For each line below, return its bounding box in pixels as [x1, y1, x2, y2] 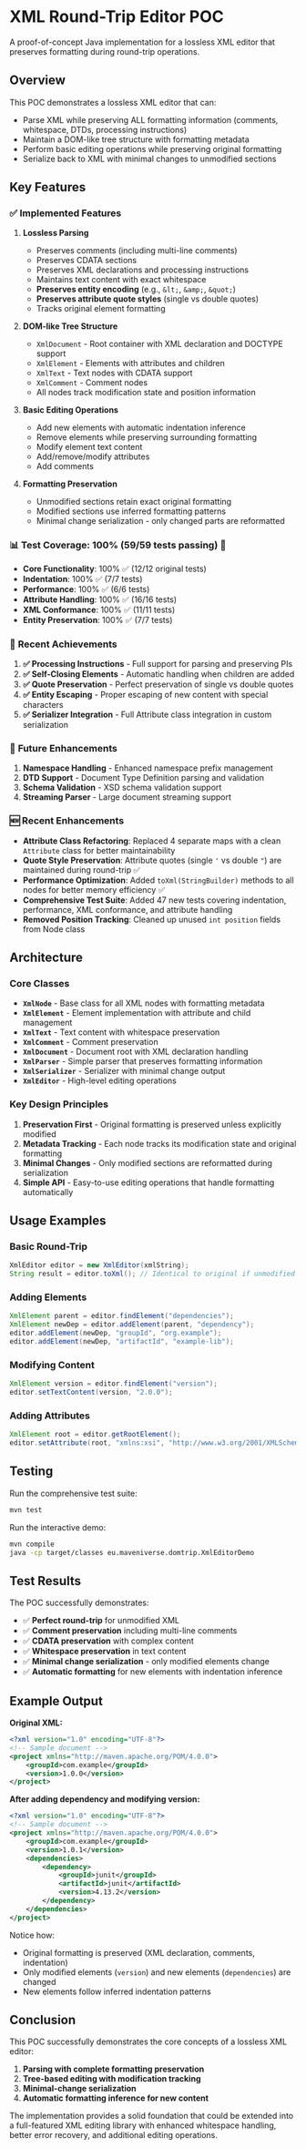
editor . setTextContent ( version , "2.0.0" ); [9, 1387, 173, 1397]
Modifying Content [9, 1358, 96, 1371]
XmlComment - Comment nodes [36, 377, 148, 388]
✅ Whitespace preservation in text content [22, 1646, 187, 1657]
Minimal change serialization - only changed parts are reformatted [36, 516, 285, 527]
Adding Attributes [9, 1409, 91, 1422]
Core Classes [9, 977, 70, 989]
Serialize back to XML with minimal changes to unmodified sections [22, 153, 277, 164]
